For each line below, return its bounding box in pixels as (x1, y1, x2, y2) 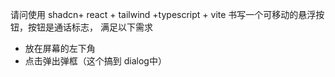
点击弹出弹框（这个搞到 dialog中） (24, 55, 167, 67)
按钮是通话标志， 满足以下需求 (27, 21, 153, 33)
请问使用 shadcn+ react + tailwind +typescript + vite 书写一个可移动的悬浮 (10, 9, 317, 20)
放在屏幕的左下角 (24, 43, 96, 54)
